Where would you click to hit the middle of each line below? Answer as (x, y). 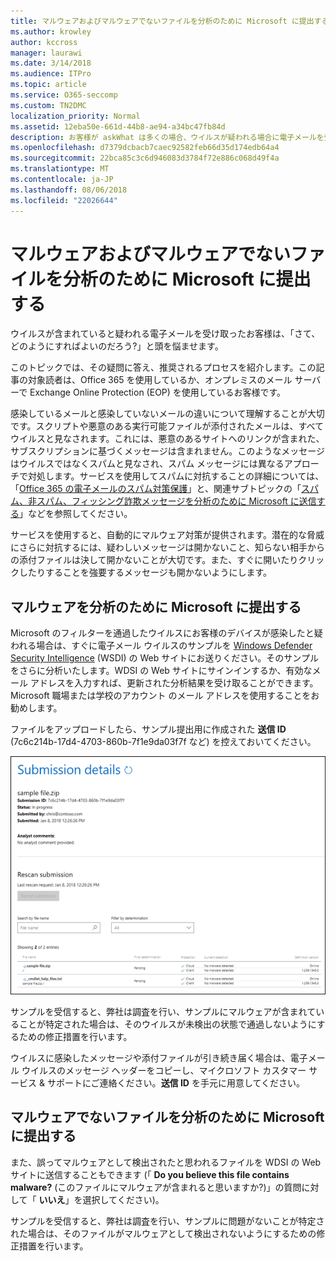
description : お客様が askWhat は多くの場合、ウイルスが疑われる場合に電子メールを (167, 137)
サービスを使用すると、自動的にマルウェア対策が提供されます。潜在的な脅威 (167, 535)
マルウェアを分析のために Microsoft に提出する (156, 606)
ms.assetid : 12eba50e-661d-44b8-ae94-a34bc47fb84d (118, 126)
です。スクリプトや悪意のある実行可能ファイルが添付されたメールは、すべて (167, 426)
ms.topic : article (48, 85)
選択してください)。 (123, 1199)
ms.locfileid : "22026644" (64, 200)
